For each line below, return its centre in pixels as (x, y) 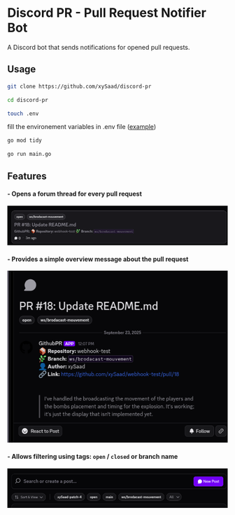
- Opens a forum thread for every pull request (74, 194)
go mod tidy (24, 141)
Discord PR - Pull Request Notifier (107, 13)
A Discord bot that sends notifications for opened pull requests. (99, 47)
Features (27, 176)
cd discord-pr (28, 100)
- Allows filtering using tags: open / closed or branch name (93, 457)
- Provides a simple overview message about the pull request (98, 259)
